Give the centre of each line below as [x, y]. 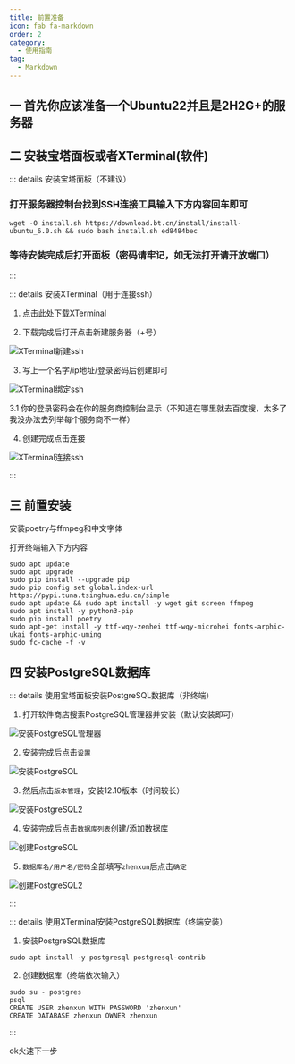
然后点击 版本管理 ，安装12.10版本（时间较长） [103, 790]
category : [28, 42]
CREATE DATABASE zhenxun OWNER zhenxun [84, 1016]
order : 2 [25, 34]
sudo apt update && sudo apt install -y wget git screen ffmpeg [131, 604]
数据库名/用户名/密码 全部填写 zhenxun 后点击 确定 [105, 866]
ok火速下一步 [34, 1051]
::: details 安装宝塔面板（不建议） [70, 179]
